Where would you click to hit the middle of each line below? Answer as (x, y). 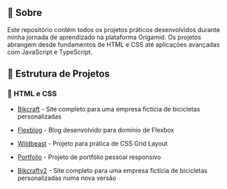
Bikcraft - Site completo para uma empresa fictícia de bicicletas (109, 109)
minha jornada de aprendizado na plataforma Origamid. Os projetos (104, 37)
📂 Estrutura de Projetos (59, 74)
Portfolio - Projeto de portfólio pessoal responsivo (89, 157)
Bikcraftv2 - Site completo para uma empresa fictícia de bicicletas (112, 170)
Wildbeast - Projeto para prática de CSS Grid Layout (92, 143)
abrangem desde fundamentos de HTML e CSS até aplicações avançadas (113, 44)
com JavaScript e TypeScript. (50, 52)
